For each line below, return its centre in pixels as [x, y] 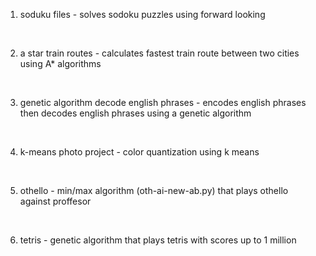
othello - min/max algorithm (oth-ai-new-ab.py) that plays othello [154, 190]
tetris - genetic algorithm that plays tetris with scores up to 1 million [158, 240]
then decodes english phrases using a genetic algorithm [135, 113]
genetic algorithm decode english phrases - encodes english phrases [163, 102]
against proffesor [55, 201]
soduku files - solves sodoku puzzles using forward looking [142, 14]
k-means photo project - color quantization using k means [139, 152]
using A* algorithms [60, 63]
